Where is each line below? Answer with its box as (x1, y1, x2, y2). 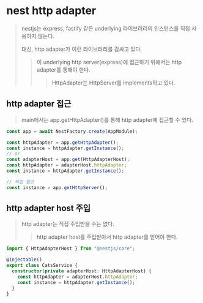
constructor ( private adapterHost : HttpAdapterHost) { (12, 268, 152, 274)
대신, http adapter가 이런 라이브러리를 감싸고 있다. (21, 45, 142, 53)
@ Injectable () (6, 256, 43, 263)
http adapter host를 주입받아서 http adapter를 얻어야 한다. (36, 233, 178, 241)
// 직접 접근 (6, 179, 35, 185)
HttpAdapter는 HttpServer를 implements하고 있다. (51, 79, 175, 86)
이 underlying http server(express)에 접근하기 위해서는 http (36, 58, 182, 65)
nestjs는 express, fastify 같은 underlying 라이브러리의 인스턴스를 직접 (21, 24, 191, 32)
